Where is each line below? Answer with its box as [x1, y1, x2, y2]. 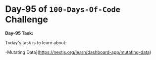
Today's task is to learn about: [5, 39, 67, 45]
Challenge [5, 14, 49, 25]
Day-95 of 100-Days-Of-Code [5, 3, 120, 15]
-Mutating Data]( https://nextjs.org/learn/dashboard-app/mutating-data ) [5, 49, 152, 55]
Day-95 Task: [5, 30, 34, 36]
